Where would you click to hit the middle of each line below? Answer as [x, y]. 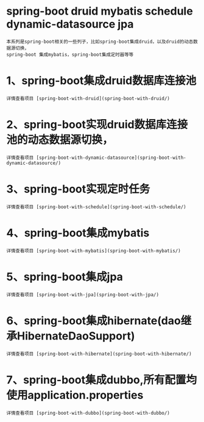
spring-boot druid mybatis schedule [100, 11]
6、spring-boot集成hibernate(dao [93, 320]
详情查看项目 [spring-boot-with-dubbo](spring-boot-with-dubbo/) [88, 413]
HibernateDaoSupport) [76, 336]
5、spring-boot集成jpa [65, 277]
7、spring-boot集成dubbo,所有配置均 [102, 380]
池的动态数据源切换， [60, 140]
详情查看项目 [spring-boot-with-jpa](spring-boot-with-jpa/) [83, 294]
